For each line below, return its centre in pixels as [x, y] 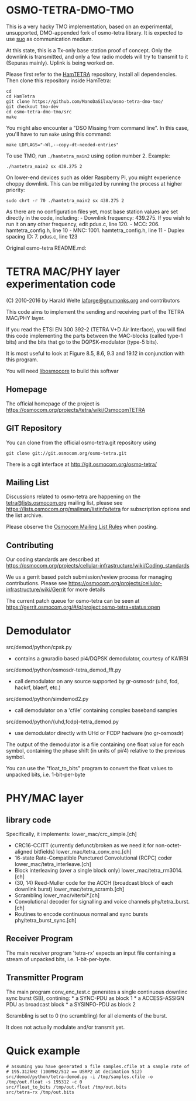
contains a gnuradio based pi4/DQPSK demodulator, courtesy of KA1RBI [101, 659]
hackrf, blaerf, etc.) [38, 687]
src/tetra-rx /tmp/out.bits [40, 1092]
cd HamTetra [20, 96]
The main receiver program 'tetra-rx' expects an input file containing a [91, 953]
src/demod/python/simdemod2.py [47, 699]
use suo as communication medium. [50, 39]
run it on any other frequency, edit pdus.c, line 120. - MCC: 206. [83, 224]
